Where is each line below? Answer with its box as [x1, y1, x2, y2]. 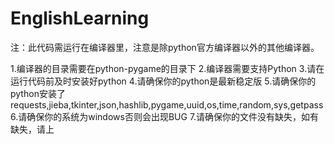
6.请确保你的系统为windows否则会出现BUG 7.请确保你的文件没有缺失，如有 [10, 110, 320, 122]
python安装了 [10, 87, 66, 99]
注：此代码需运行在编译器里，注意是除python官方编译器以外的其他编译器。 [10, 41, 320, 53]
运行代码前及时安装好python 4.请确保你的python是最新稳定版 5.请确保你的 [10, 75, 317, 87]
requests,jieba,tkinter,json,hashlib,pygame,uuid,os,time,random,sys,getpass [10, 98, 324, 111]
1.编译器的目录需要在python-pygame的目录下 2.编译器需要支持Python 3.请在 [10, 62, 325, 74]
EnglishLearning [10, 7, 150, 30]
